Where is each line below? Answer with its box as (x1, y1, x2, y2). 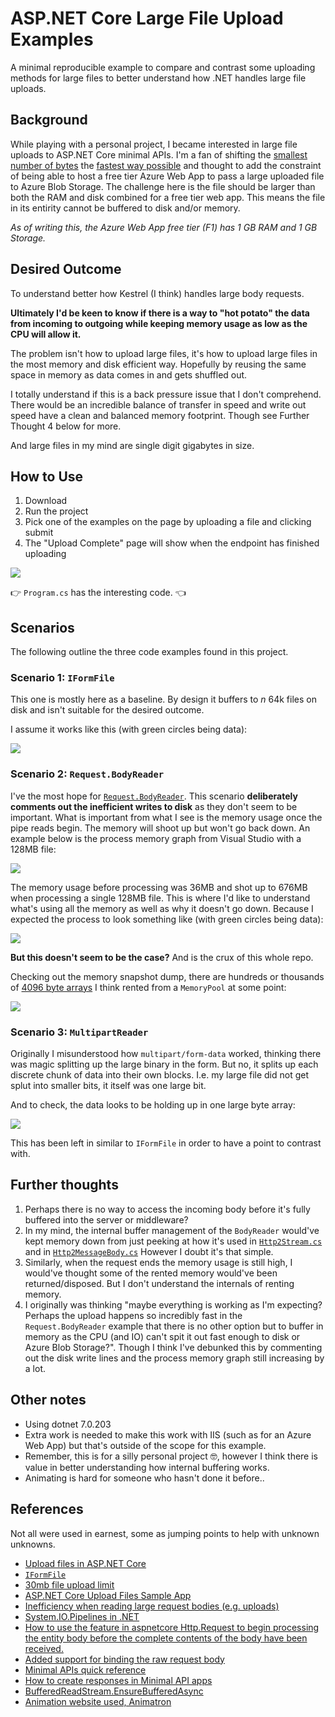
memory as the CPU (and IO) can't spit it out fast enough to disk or (24, 1330, 301, 1342)
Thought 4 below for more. (10, 420, 122, 432)
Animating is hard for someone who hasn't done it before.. (24, 1472, 265, 1484)
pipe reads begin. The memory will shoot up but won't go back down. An (10, 822, 311, 834)
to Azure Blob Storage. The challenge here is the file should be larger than (10, 180, 316, 192)
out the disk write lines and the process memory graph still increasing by (24, 1352, 325, 1364)
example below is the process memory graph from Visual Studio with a (10, 832, 302, 844)
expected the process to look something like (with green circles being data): (10, 913, 324, 925)
